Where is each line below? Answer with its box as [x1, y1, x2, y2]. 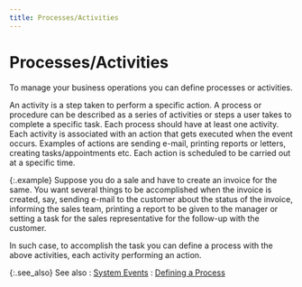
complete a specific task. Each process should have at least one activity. [9, 118, 279, 129]
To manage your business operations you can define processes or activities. [9, 82, 293, 93]
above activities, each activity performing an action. [9, 249, 202, 260]
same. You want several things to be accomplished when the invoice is [9, 184, 272, 195]
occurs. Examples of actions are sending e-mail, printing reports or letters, [9, 137, 287, 149]
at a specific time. [9, 157, 76, 168]
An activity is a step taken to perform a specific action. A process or [9, 99, 262, 110]
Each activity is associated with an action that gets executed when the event [9, 128, 293, 139]
